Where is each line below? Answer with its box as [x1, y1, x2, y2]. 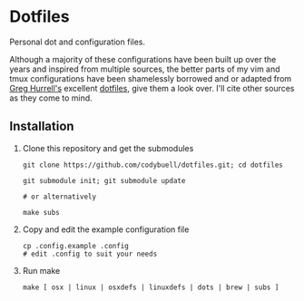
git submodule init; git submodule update [22, 176, 186, 185]
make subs [22, 208, 61, 217]
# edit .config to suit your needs [22, 249, 158, 258]
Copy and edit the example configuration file [22, 224, 190, 235]
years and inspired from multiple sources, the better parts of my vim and [9, 63, 280, 74]
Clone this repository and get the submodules [22, 142, 194, 153]
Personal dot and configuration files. [9, 36, 146, 47]
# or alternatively [22, 192, 97, 201]
